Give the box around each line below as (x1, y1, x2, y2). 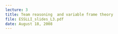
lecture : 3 (5, 7, 28, 12)
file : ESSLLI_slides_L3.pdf (5, 16, 64, 21)
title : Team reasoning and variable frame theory (5, 12, 113, 17)
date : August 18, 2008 (5, 21, 53, 26)
